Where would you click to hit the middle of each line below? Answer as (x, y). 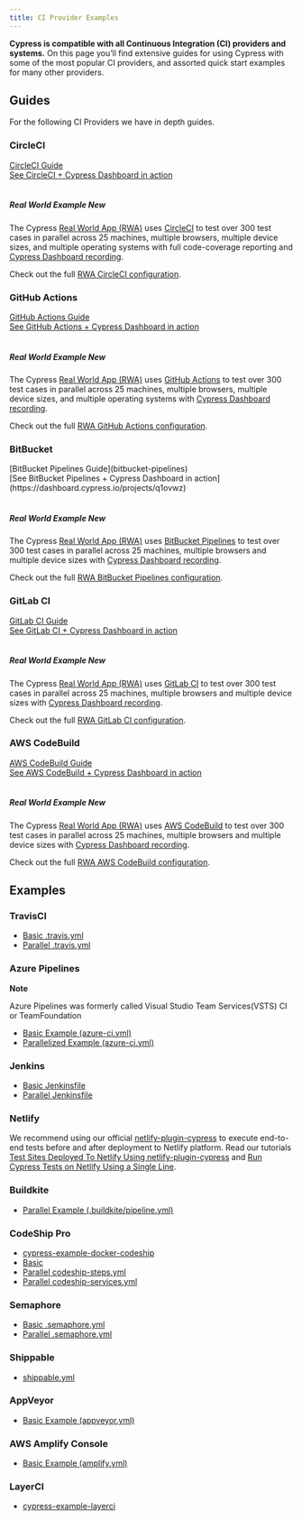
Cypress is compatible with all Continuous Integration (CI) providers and (148, 43)
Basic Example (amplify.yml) (75, 1463)
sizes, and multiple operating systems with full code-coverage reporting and (151, 247)
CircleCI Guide (36, 165)
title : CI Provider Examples (64, 18)
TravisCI (28, 917)
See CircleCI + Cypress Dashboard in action (91, 175)
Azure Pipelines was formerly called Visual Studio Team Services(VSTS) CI (148, 1006)
